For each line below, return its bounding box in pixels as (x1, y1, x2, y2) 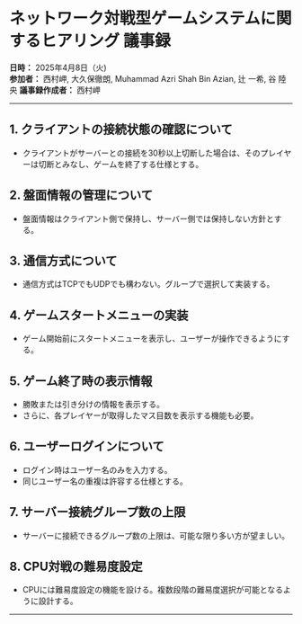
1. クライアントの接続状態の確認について (9, 122, 233, 138)
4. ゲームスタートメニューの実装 (9, 308, 189, 323)
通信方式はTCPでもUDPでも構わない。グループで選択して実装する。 (22, 279, 275, 290)
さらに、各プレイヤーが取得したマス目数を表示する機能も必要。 (22, 410, 259, 421)
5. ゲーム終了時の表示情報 (9, 373, 153, 388)
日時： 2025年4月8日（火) (9, 62, 107, 73)
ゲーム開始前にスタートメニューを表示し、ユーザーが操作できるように (22, 334, 282, 344)
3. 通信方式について (9, 253, 118, 268)
